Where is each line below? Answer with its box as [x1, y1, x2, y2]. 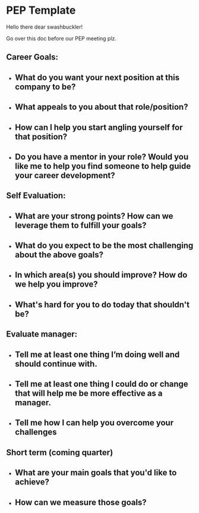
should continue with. [14, 359, 98, 369]
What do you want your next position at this [14, 72, 180, 82]
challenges [14, 427, 57, 437]
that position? [14, 132, 68, 142]
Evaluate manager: [6, 329, 78, 340]
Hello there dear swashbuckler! [6, 23, 83, 30]
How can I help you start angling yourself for [14, 122, 183, 132]
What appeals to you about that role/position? [14, 102, 188, 112]
